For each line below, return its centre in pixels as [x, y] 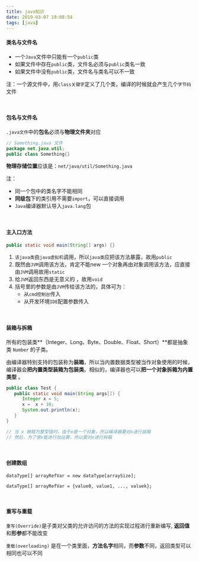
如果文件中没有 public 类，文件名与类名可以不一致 [75, 71]
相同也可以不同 [24, 553]
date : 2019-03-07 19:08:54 [39, 17]
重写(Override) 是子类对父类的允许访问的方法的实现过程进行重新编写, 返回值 [98, 525]
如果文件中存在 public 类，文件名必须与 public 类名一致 [80, 64]
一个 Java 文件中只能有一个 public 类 [57, 56]
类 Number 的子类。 [29, 349]
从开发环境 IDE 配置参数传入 [56, 301]
